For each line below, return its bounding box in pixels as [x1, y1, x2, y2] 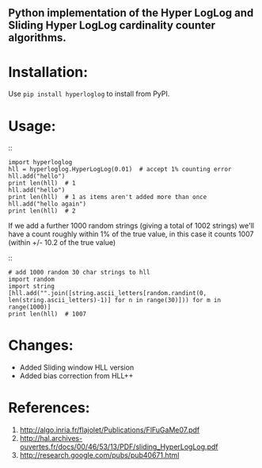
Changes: [8, 336, 74, 355]
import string [8, 282, 55, 290]
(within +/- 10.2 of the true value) [8, 238, 116, 247]
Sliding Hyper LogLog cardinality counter [8, 19, 216, 33]
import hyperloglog [8, 159, 73, 167]
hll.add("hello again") [8, 200, 87, 209]
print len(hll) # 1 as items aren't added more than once [8, 194, 207, 201]
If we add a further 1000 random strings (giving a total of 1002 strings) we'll [8, 221, 255, 231]
